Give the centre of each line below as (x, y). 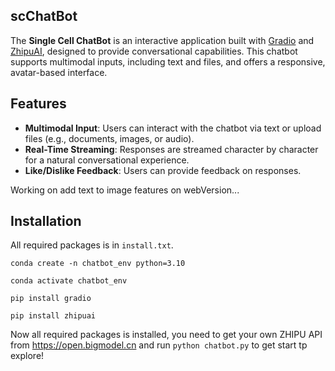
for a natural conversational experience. (107, 160)
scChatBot (44, 16)
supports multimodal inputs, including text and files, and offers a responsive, (168, 61)
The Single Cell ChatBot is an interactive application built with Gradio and (162, 40)
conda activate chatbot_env (69, 281)
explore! (27, 356)
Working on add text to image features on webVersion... (125, 190)
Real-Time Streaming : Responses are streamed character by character (171, 149)
